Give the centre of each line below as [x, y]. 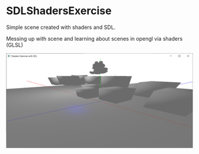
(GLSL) [15, 45]
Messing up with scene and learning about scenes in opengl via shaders [94, 38]
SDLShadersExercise [59, 11]
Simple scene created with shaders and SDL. [61, 27]
